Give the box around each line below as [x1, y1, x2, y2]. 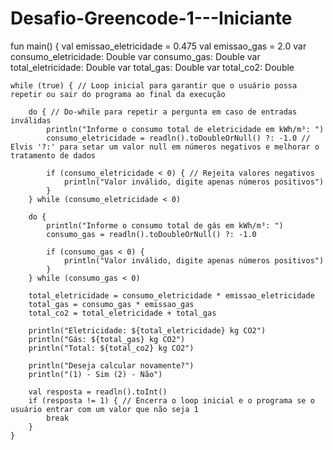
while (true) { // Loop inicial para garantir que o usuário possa [10, 80, 298, 91]
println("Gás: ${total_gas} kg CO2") [28, 334, 186, 344]
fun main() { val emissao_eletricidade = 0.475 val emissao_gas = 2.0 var [10, 40, 307, 52]
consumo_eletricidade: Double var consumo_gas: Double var [10, 50, 261, 62]
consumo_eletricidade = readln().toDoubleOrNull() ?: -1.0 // [46, 133, 311, 143]
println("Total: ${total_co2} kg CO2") [28, 343, 195, 353]
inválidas [10, 115, 52, 126]
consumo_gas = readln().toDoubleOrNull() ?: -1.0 [46, 229, 257, 239]
